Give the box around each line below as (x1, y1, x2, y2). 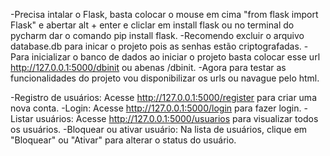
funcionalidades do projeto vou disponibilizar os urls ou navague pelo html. (10, 72, 320, 84)
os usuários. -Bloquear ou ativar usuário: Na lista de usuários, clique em (10, 124, 308, 135)
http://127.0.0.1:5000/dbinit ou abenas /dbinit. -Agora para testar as (10, 62, 287, 73)
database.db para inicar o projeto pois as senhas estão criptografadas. (10, 40, 302, 52)
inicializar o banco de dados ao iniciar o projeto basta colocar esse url (31, 51, 321, 63)
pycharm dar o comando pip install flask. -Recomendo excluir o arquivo (10, 30, 305, 41)
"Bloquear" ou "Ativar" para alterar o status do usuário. (10, 134, 237, 146)
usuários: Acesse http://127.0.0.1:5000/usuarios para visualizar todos (35, 113, 319, 124)
